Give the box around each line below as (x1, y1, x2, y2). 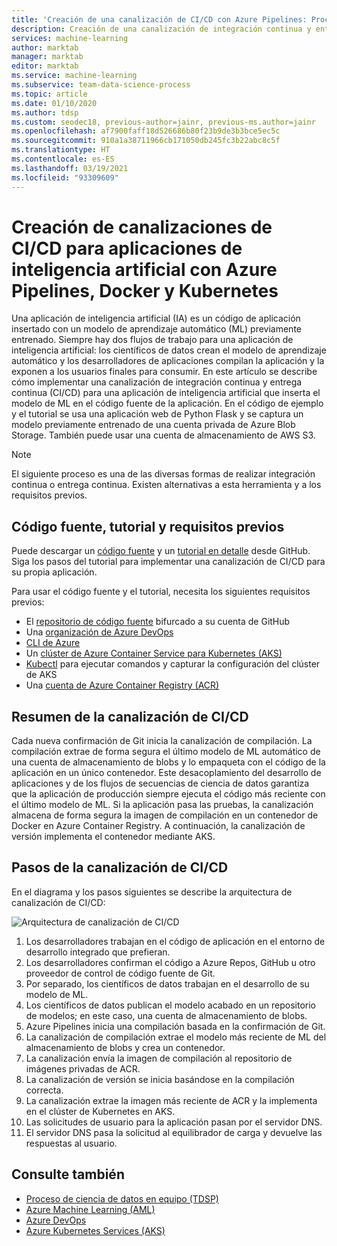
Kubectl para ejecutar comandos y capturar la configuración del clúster (25, 658, 321, 670)
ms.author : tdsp (11, 107, 79, 118)
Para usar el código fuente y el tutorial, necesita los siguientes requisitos (11, 586, 311, 598)
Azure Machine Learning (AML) (25, 1203, 156, 1215)
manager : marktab (11, 52, 84, 62)
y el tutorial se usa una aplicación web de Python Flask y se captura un (11, 408, 304, 420)
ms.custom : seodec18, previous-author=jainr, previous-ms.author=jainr (11, 117, 316, 127)
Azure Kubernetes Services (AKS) (25, 1224, 166, 1236)
